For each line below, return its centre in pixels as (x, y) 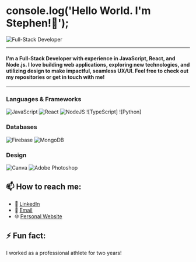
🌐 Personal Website (38, 216)
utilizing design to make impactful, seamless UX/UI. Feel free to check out (97, 71)
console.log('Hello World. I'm (78, 11)
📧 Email (24, 210)
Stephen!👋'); (37, 23)
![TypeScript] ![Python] (114, 112)
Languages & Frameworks (44, 99)
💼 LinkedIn (27, 204)
